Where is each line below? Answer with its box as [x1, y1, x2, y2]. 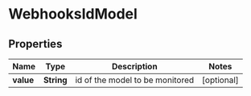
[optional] [201, 74, 239, 86]
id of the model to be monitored [75, 74, 195, 86]
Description [111, 61, 158, 72]
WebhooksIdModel [8, 5, 138, 23]
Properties [8, 37, 63, 51]
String [43, 74, 68, 86]
